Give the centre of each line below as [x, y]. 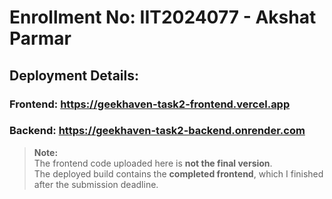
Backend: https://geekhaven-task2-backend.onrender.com [157, 131]
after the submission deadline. [96, 184]
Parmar [40, 38]
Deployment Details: [74, 75]
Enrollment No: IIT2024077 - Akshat [163, 17]
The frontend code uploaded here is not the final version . [153, 163]
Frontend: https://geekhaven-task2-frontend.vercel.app [150, 104]
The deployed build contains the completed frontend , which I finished [178, 173]
